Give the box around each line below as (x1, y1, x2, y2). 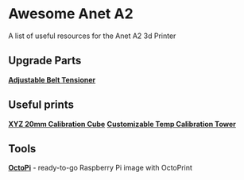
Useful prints (8, 98, 74, 112)
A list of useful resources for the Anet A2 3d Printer (8, 31, 176, 40)
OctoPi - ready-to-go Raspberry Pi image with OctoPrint (8, 163, 193, 173)
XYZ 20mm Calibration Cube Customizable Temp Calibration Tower (8, 119, 237, 128)
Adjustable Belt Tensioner (8, 75, 96, 84)
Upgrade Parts (8, 54, 82, 67)
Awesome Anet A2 (8, 5, 134, 23)
